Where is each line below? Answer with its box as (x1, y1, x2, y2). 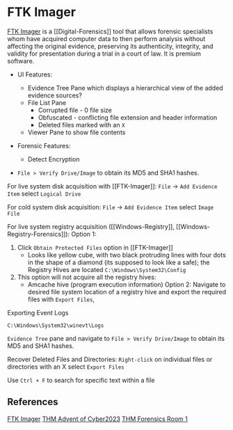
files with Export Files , (27, 295, 95, 303)
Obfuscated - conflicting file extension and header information (38, 113, 218, 122)
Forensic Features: (17, 141, 71, 150)
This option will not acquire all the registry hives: (17, 273, 156, 281)
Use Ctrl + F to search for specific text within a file (7, 376, 155, 384)
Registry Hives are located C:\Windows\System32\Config (27, 265, 186, 273)
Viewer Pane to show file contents (27, 128, 126, 136)
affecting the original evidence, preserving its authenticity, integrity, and (7, 42, 214, 50)
